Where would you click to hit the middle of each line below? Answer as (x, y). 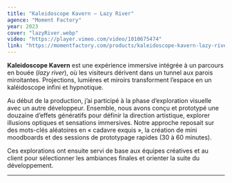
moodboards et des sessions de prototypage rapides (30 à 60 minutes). (109, 137)
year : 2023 (23, 26)
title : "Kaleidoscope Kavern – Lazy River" (71, 13)
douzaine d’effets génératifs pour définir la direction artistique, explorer (109, 115)
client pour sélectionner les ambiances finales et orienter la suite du (104, 158)
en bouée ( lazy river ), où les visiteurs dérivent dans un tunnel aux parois (110, 73)
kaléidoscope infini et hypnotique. (55, 87)
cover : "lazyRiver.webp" (43, 33)
